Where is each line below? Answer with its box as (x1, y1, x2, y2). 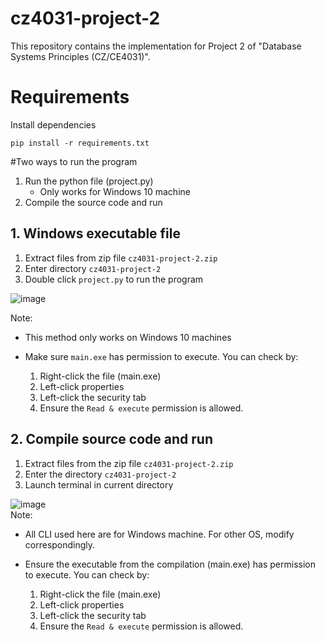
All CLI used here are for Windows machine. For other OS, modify (24, 528, 295, 540)
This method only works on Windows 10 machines (24, 331, 232, 343)
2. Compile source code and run (10, 431, 213, 448)
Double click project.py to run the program (24, 273, 204, 285)
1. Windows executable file (10, 225, 181, 242)
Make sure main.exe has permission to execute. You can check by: (24, 350, 299, 362)
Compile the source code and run (24, 196, 163, 208)
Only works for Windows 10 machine (39, 185, 191, 197)
